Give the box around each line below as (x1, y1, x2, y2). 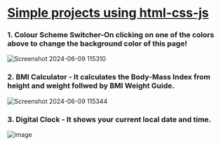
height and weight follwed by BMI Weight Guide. (7, 81, 175, 91)
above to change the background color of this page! (7, 39, 187, 48)
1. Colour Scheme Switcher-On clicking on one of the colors (7, 30, 215, 40)
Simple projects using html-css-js (7, 5, 209, 21)
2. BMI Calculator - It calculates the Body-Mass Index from (7, 72, 210, 82)
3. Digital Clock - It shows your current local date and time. (7, 114, 212, 124)
